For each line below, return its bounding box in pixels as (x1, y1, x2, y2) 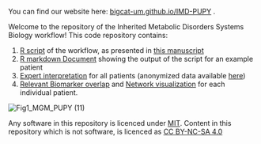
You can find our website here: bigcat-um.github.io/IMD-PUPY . (8, 7, 216, 16)
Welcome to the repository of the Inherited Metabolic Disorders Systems (8, 22, 244, 31)
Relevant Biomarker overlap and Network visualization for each (19, 79, 225, 89)
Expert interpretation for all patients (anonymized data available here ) (19, 71, 246, 80)
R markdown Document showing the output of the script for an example (19, 55, 254, 63)
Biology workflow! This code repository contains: (8, 31, 168, 40)
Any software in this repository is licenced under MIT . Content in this (8, 119, 232, 127)
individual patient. (19, 88, 78, 97)
